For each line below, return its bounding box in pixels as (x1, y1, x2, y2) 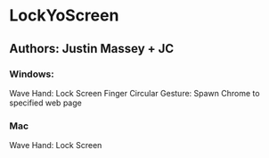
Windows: (9, 68, 55, 80)
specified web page (9, 97, 82, 108)
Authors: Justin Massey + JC (9, 41, 175, 56)
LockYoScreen (9, 5, 119, 26)
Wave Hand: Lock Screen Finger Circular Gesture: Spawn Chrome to (9, 87, 260, 98)
